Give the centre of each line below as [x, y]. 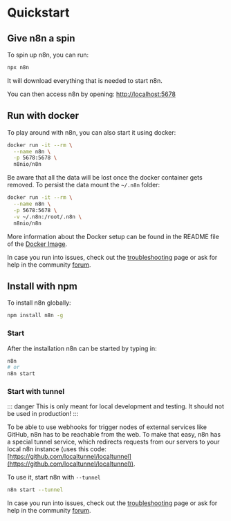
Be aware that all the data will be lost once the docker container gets [105, 178]
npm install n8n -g [35, 316]
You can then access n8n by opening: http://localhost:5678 [92, 94]
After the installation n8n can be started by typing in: [82, 348]
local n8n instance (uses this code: [57, 449]
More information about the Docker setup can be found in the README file [113, 236]
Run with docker [43, 116]
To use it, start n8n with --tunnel [54, 477]
